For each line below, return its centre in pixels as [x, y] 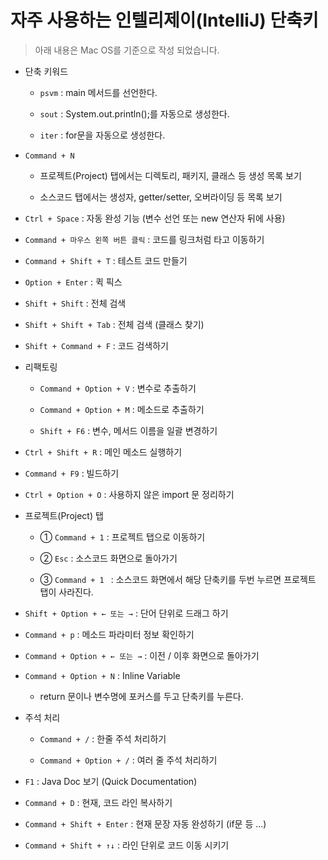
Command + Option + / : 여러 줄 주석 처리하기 [128, 760]
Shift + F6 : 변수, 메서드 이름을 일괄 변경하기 [128, 430]
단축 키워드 [46, 71]
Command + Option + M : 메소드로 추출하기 [122, 409]
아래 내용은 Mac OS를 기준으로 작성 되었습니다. [127, 50]
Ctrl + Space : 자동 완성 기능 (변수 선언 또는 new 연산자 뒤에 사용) [155, 218]
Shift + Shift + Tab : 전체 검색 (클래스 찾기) [114, 324]
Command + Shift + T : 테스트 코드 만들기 [106, 260]
